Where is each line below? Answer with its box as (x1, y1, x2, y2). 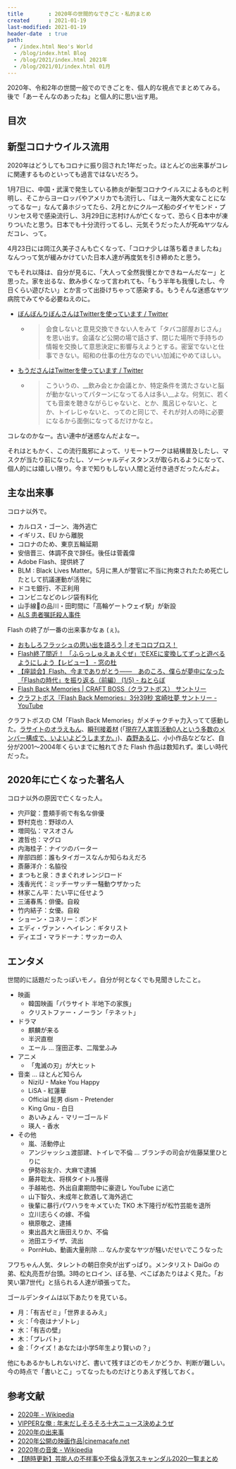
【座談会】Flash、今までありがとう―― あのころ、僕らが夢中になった (17, 667, 225, 675)
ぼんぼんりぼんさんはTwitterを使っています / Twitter (17, 309, 168, 318)
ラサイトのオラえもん (20, 725, 82, 733)
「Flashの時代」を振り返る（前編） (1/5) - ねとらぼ (17, 676, 166, 684)
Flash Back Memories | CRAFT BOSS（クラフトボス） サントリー (17, 684, 206, 693)
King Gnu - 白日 (27, 1104, 74, 1113)
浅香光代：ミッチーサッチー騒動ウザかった (17, 879, 142, 888)
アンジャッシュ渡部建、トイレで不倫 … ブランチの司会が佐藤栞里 (27, 1148, 216, 1157)
